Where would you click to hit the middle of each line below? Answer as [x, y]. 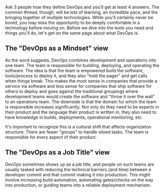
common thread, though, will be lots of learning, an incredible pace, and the [82, 12]
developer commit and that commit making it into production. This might [78, 174]
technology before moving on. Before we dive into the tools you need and [79, 28]
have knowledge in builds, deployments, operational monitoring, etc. [74, 117]
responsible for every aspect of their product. [51, 137]
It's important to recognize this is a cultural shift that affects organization [78, 127]
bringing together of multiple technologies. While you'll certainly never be [79, 17]
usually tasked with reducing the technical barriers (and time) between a [78, 169]
